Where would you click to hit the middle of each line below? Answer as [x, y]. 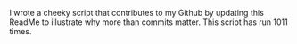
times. [21, 31]
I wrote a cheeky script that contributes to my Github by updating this [137, 13]
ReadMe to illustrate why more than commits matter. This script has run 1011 [148, 22]
